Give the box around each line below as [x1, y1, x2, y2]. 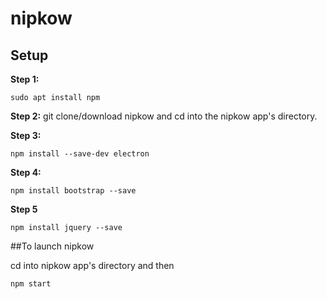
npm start [10, 279, 52, 289]
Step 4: [10, 167, 42, 178]
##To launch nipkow [10, 240, 95, 252]
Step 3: [10, 130, 42, 141]
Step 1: [10, 73, 40, 85]
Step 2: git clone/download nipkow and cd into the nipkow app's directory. [10, 110, 318, 122]
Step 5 [10, 203, 38, 215]
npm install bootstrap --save [10, 186, 137, 196]
